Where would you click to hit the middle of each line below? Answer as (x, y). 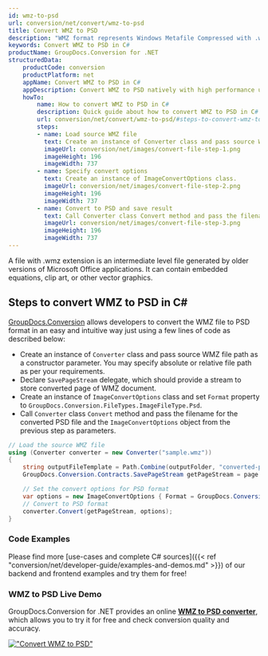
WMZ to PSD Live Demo (55, 594)
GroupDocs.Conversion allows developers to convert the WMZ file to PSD (129, 322)
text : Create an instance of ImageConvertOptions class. (140, 179)
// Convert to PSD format (66, 504)
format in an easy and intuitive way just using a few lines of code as (120, 330)
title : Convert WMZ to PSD (53, 30)
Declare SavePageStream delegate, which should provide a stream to (130, 379)
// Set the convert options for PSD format (96, 489)
